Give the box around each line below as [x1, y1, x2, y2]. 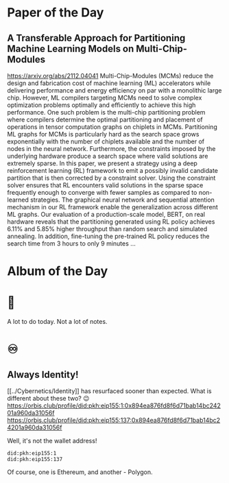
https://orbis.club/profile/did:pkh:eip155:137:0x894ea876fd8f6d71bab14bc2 [7, 416, 221, 425]
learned [7, 196, 29, 204]
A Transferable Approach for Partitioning [7, 32, 186, 44]
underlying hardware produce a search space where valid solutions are [7, 152, 208, 160]
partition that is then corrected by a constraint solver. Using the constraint [7, 174, 216, 182]
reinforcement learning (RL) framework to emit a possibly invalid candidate [7, 167, 218, 174]
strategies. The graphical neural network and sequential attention [29, 196, 215, 204]
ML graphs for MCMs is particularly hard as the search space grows [7, 130, 200, 138]
